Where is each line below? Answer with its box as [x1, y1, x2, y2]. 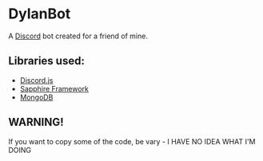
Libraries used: [8, 54, 86, 68]
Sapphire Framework [19, 84, 90, 93]
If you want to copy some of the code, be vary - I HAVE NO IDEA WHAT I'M [8, 136, 256, 146]
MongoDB [19, 92, 54, 102]
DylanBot [8, 5, 71, 23]
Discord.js [19, 75, 54, 84]
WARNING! [8, 116, 64, 129]
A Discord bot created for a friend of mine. [8, 31, 148, 41]
